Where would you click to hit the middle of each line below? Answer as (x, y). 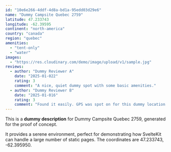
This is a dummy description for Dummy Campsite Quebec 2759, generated (86, 119)
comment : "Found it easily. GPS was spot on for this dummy (80, 105)
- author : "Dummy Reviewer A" (42, 72)
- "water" (20, 52)
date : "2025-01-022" (36, 76)
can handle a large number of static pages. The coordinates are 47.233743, (85, 140)
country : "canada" (25, 34)
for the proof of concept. (31, 125)
